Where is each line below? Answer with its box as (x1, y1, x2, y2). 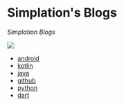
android (17, 54, 39, 62)
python (17, 83, 38, 91)
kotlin (17, 61, 33, 70)
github (17, 76, 36, 85)
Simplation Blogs (7, 28, 55, 36)
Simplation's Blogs (7, 5, 118, 21)
